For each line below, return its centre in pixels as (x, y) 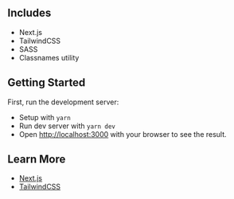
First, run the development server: (63, 102)
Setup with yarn (45, 117)
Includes (29, 13)
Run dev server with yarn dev (67, 126)
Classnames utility (49, 57)
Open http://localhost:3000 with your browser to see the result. (123, 134)
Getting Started (47, 83)
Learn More (37, 160)
